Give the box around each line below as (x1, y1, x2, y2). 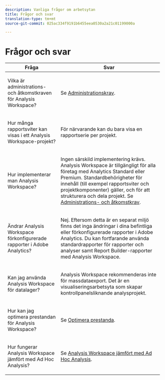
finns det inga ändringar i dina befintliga (60, 223, 152, 230)
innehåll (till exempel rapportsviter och (60, 180, 149, 187)
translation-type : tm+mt (5, 16, 56, 21)
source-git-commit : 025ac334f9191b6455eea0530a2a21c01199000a (5, 21, 135, 26)
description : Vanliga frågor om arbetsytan (5, 7, 96, 12)
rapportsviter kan (7, 126, 48, 133)
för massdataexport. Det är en (60, 277, 130, 284)
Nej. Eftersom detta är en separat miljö (60, 217, 149, 223)
